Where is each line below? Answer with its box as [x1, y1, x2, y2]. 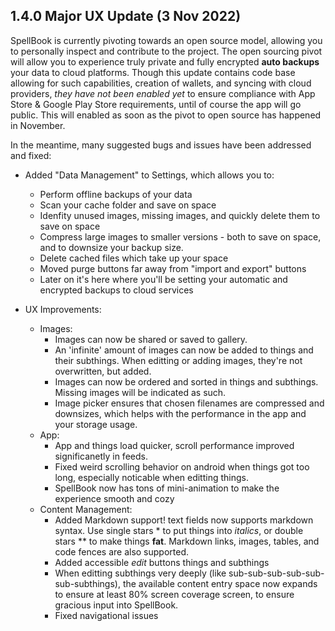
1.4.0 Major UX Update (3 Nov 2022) [10, 8, 242, 25]
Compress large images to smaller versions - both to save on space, [39, 230, 322, 243]
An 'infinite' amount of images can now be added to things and [54, 344, 314, 356]
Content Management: [39, 503, 133, 515]
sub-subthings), [54, 577, 121, 589]
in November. [10, 119, 66, 131]
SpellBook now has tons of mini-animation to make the [54, 482, 280, 494]
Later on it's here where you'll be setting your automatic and [39, 273, 288, 285]
